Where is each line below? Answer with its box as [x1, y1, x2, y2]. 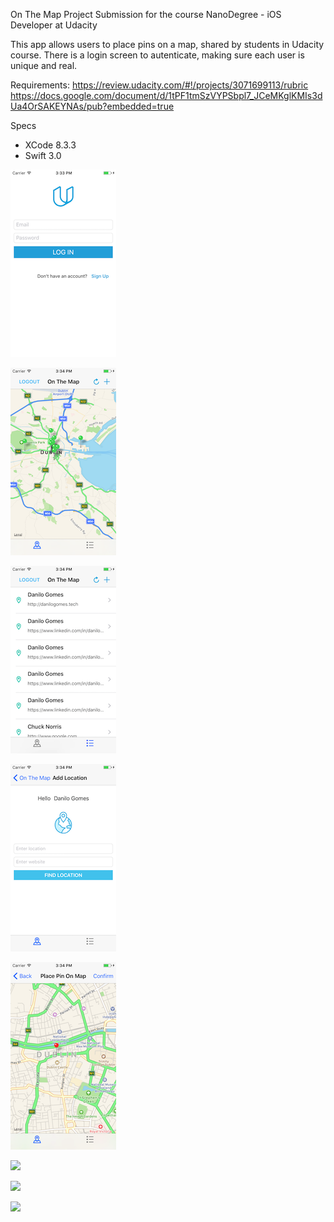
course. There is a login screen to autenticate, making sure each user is [10, 49, 305, 61]
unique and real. [10, 60, 78, 71]
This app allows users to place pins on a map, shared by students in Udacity [10, 39, 325, 50]
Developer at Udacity [10, 19, 98, 31]
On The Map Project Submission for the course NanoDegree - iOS [10, 9, 282, 20]
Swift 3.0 [24, 150, 62, 161]
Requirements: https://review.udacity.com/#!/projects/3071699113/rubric [10, 79, 309, 91]
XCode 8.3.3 [24, 139, 77, 151]
